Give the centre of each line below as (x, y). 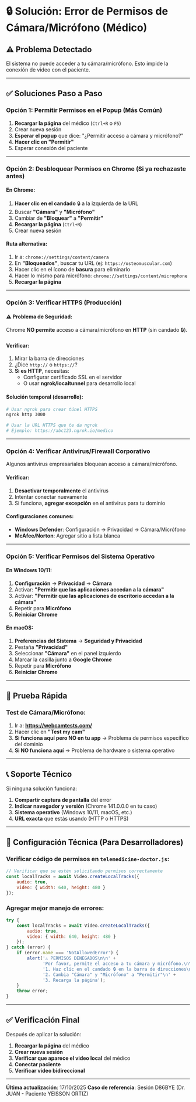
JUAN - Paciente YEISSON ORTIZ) (47, 1093)
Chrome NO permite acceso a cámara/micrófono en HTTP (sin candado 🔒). (97, 330)
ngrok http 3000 (26, 415)
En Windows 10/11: (29, 570)
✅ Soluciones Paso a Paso (54, 93)
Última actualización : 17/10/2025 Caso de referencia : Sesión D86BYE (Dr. (96, 1087)
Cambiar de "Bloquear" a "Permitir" (59, 218)
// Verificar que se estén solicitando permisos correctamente (85, 871)
